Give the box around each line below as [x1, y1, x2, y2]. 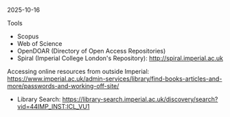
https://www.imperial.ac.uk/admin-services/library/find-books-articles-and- [7, 75, 222, 83]
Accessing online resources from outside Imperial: [7, 68, 150, 75]
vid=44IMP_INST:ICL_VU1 [16, 103, 90, 110]
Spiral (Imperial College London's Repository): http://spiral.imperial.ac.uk [16, 54, 224, 62]
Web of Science [16, 40, 63, 47]
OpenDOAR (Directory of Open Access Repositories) [16, 47, 166, 55]
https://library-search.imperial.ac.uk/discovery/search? [62, 95, 218, 103]
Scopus [16, 32, 39, 40]
